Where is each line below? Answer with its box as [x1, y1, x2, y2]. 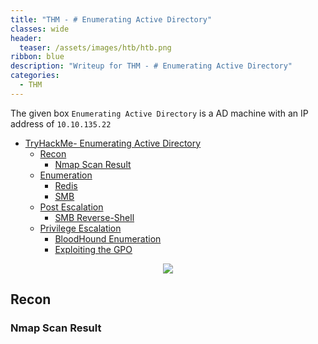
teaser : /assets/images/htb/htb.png [19, 42, 172, 53]
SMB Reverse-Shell [54, 211, 135, 223]
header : [10, 33, 43, 43]
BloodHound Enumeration [54, 232, 162, 245]
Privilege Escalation [39, 222, 122, 234]
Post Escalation [39, 201, 104, 213]
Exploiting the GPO [54, 243, 133, 255]
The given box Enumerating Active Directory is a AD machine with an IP [10, 107, 309, 119]
